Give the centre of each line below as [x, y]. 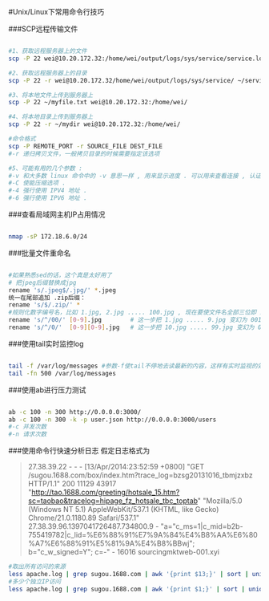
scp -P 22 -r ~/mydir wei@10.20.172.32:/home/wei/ [94, 124]
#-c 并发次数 [28, 427]
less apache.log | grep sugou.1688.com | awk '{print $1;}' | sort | [127, 589]
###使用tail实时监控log [46, 343]
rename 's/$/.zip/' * [44, 305]
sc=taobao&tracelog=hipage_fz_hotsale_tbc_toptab [113, 501]
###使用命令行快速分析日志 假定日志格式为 [79, 451]
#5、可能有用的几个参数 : [45, 168]
